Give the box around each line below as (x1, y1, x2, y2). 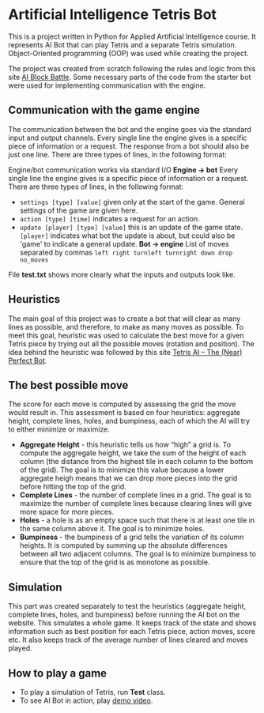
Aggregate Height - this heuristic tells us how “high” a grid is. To (19, 440, 232, 450)
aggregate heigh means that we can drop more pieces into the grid (19, 473, 238, 483)
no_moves (19, 255, 49, 264)
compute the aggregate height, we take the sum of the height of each (19, 448, 247, 458)
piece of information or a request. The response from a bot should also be (8, 141, 250, 151)
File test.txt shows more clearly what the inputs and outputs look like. (8, 270, 236, 279)
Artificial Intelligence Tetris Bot (8, 6, 217, 24)
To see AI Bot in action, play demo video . (19, 696, 153, 705)
